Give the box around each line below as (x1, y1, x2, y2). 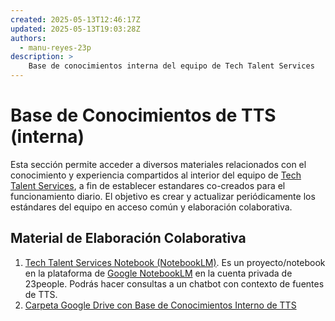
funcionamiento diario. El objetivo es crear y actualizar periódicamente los (10, 190, 316, 202)
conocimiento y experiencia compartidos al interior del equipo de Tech (10, 169, 302, 181)
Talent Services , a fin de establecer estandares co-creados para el (10, 179, 286, 191)
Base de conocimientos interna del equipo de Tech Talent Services (28, 61, 315, 71)
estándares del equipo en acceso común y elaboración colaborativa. (10, 201, 293, 213)
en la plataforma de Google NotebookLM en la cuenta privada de (24, 267, 293, 279)
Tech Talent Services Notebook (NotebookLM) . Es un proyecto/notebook (24, 256, 326, 268)
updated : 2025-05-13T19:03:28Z (10, 24, 141, 34)
